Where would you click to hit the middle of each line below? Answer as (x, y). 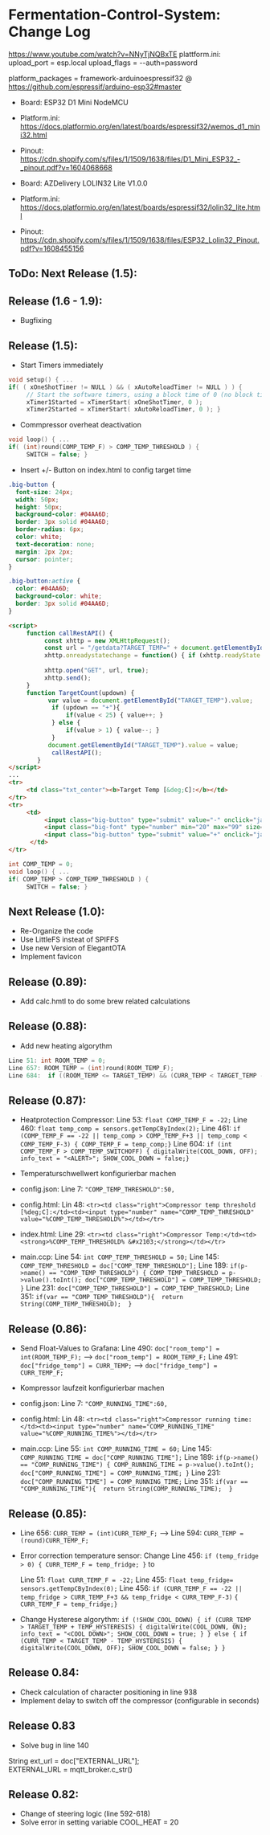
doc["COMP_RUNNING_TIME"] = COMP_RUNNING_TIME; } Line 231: (120, 1473)
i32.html (33, 135)
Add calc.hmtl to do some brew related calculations (105, 1001)
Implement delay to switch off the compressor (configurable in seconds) (139, 1700)
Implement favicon (51, 957)
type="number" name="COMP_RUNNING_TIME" (146, 1427)
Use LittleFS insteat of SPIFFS (69, 940)
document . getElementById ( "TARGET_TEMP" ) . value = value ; (143, 745)
